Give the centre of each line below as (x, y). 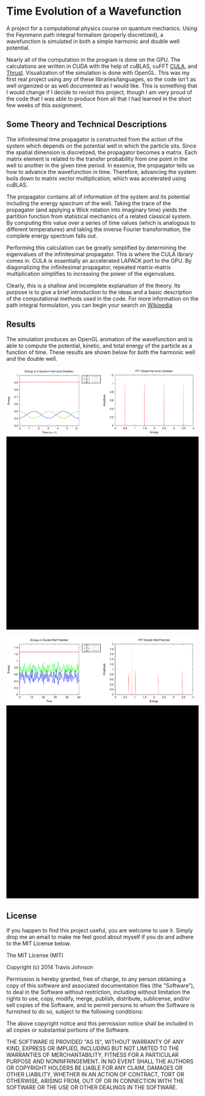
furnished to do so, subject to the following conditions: (75, 1011)
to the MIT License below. (39, 943)
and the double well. (32, 358)
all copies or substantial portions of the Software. (68, 1030)
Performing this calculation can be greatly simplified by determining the (96, 248)
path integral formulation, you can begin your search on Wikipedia (89, 305)
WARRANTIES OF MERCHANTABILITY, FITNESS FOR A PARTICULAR (92, 1055)
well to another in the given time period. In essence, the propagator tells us (100, 165)
